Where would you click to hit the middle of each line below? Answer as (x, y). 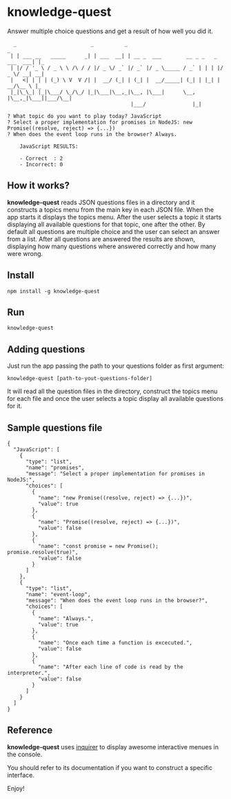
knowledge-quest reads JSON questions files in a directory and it (101, 202)
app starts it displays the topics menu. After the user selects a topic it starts (114, 217)
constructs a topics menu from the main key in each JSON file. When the (111, 209)
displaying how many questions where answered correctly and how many (112, 246)
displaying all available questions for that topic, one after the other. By (106, 224)
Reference (30, 730)
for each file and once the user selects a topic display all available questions (115, 399)
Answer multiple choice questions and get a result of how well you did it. (110, 31)
